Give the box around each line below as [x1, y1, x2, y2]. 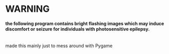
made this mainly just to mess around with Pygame [5, 43, 113, 49]
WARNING [5, 3, 50, 15]
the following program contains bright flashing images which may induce [5, 20, 164, 26]
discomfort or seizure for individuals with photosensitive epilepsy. [5, 26, 150, 32]
